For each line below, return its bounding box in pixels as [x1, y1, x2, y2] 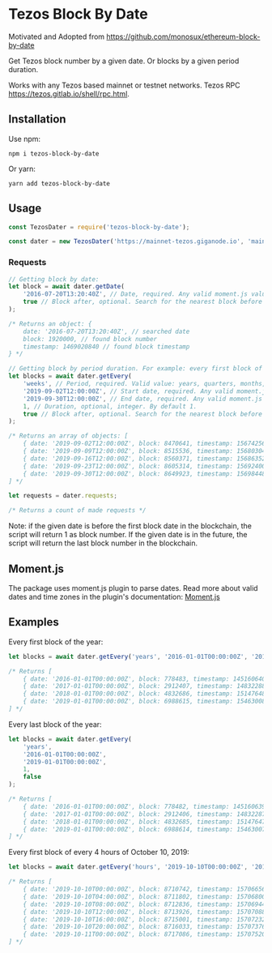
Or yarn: [8, 164, 36, 173]
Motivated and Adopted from [8, 32, 105, 41]
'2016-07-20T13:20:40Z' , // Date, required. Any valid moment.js [23, 290, 249, 298]
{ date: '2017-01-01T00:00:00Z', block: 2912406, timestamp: [23, 810, 233, 818]
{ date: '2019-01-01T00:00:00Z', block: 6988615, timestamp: [23, 698, 233, 706]
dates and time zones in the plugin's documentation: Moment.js [8, 592, 220, 602]
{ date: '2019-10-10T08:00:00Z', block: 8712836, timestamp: [23, 900, 233, 908]
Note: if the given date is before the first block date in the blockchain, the [8, 521, 253, 531]
